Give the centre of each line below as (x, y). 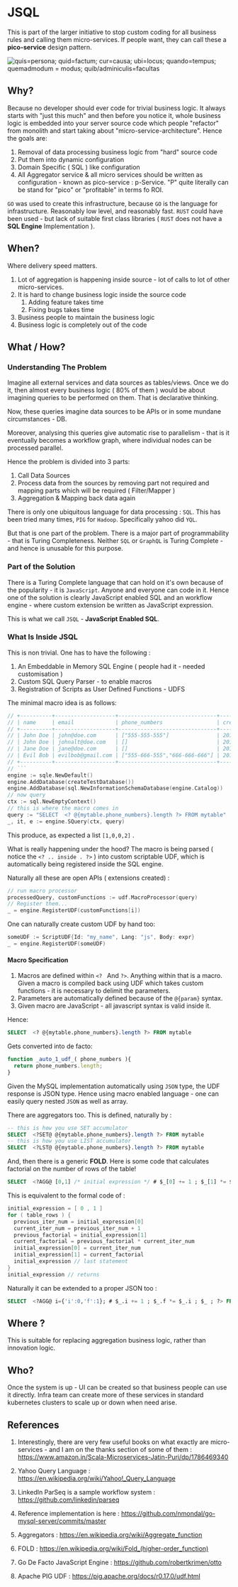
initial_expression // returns (53, 1274)
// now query (27, 795)
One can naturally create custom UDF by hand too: (81, 924)
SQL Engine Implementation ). (51, 226)
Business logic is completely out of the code (82, 325)
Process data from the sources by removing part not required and (113, 483)
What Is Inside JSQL (42, 637)
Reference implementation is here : (69, 1513)
